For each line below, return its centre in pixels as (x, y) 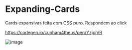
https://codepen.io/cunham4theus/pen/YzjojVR (54, 32)
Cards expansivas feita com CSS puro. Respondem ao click (66, 23)
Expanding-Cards (43, 9)
